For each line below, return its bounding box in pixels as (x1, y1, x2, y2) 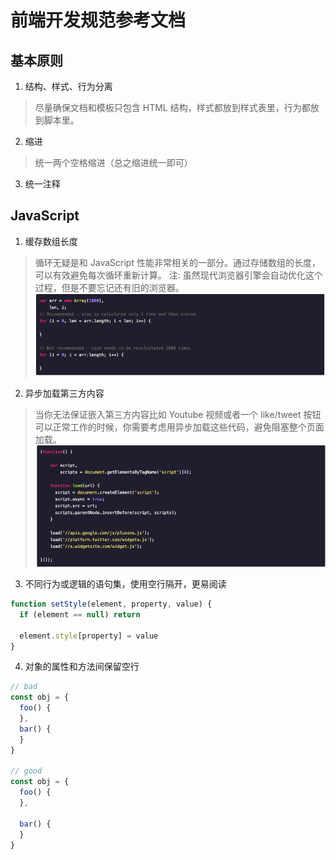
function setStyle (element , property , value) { (10, 599, 213, 610)
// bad (10, 682, 38, 692)
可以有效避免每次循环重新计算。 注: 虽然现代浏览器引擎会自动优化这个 (34, 269, 323, 281)
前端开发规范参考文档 (10, 9, 187, 32)
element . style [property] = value (19, 631, 159, 641)
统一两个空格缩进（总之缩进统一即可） (34, 157, 193, 168)
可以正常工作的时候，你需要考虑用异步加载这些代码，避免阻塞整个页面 (34, 421, 325, 433)
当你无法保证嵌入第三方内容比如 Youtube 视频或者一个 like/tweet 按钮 (34, 408, 322, 420)
